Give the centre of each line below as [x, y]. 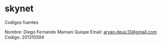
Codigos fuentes [21, 22]
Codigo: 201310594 [24, 37]
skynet [19, 9]
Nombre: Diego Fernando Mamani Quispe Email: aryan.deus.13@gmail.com [81, 32]
